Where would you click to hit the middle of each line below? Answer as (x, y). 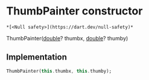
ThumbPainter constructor (74, 11)
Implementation (37, 57)
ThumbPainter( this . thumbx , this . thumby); (59, 71)
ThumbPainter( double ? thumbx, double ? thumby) (67, 38)
